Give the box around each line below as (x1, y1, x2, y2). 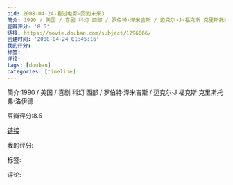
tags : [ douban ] (7, 62, 51, 69)
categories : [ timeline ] (7, 68, 76, 75)
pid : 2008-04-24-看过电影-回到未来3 (7, 10, 105, 17)
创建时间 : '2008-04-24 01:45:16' (7, 36, 100, 43)
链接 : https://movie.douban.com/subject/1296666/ (7, 29, 151, 37)
